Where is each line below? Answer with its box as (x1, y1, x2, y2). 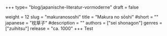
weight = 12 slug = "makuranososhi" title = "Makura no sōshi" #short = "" (5, 14, 159, 19)
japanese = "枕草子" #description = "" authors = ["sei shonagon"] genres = (5, 20, 162, 25)
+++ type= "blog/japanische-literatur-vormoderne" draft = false (5, 4, 139, 10)
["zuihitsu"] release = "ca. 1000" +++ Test (5, 25, 93, 31)
